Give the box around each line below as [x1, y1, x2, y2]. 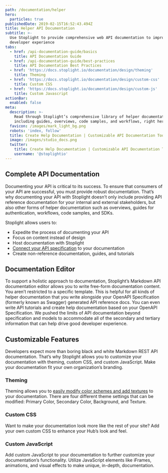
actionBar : [5, 95, 28, 100]
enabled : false [9, 100, 41, 105]
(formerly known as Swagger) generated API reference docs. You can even [5, 299, 160, 305]
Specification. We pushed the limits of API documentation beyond [5, 310, 140, 316]
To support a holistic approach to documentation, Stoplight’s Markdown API [5, 278, 161, 284]
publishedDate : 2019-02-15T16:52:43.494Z [5, 21, 93, 26]
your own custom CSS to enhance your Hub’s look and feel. [5, 428, 128, 434]
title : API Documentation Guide [14, 53, 81, 59]
